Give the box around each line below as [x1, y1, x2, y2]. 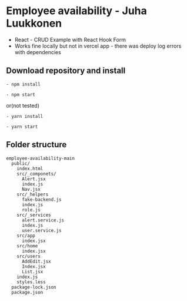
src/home [16, 243, 38, 249]
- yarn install [6, 113, 44, 119]
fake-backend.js [21, 196, 62, 203]
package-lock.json [11, 284, 57, 290]
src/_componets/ [16, 171, 57, 177]
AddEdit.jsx [21, 258, 51, 264]
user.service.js [21, 227, 62, 233]
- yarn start [6, 124, 38, 130]
